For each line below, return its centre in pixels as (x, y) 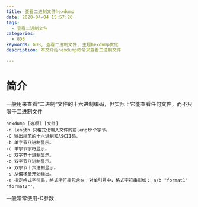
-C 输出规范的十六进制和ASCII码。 (43, 136)
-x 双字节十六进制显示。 (32, 167)
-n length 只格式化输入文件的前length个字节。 (58, 130)
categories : (21, 34)
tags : (13, 22)
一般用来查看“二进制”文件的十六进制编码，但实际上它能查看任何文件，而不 (97, 103)
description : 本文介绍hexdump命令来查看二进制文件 (64, 50)
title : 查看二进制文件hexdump (40, 12)
